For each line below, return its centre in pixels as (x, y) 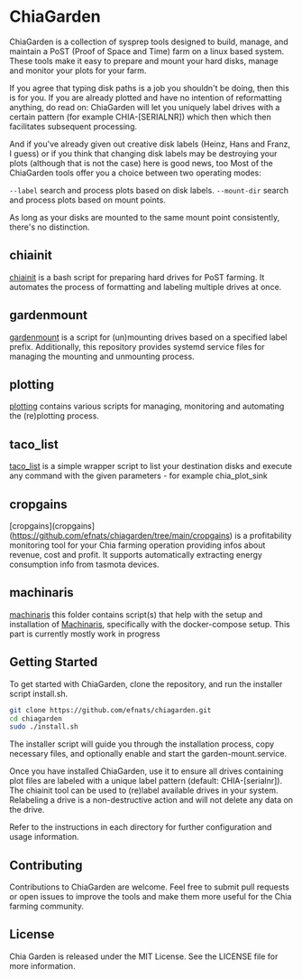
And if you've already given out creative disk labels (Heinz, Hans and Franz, (150, 144)
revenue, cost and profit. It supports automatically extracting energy (136, 555)
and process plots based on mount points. (88, 200)
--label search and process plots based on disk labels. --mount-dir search (149, 190)
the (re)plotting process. (54, 416)
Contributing (46, 865)
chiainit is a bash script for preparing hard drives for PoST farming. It (137, 277)
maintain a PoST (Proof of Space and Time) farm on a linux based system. (147, 51)
